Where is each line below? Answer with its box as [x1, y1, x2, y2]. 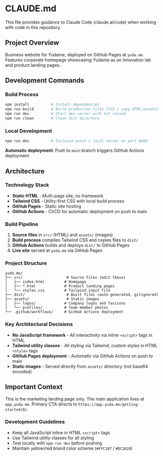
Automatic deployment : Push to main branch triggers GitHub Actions [5, 148, 144, 154]
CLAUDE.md [5, 3, 57, 14]
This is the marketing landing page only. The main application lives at [5, 396, 144, 402]
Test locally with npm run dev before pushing [12, 440, 102, 446]
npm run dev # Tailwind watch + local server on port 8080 [5, 138, 148, 144]
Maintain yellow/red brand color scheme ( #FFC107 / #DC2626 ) [12, 445, 133, 451]
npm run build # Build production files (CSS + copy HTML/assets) [5, 107, 159, 112]
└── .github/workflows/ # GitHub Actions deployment [5, 310, 124, 315]
